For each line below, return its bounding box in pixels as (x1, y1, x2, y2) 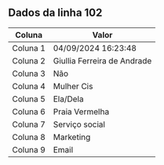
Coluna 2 (12, 55, 46, 66)
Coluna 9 (12, 144, 46, 155)
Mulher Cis (53, 81, 93, 91)
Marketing (53, 131, 91, 142)
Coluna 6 (12, 106, 46, 117)
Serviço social (53, 119, 106, 130)
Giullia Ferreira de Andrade (53, 55, 152, 66)
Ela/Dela (53, 93, 84, 104)
